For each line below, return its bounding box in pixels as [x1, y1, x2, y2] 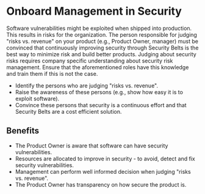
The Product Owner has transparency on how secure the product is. [15, 181, 187, 188]
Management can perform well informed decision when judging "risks [15, 168, 191, 175]
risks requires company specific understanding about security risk [6, 57, 173, 64]
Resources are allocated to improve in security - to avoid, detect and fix [15, 155, 195, 162]
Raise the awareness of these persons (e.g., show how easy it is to [15, 88, 183, 95]
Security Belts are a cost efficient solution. [15, 108, 122, 115]
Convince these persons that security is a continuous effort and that [15, 101, 187, 108]
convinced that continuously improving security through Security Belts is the [6, 44, 199, 51]
